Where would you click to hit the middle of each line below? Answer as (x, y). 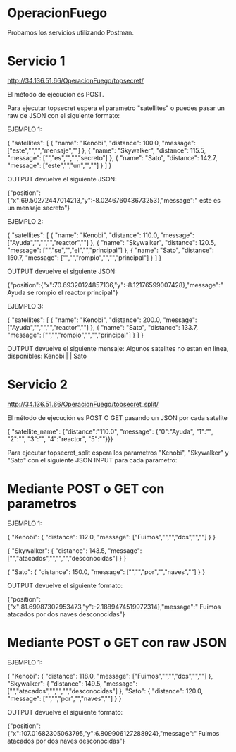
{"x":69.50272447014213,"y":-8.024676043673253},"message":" (103, 200)
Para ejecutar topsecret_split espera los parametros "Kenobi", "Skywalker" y (118, 453)
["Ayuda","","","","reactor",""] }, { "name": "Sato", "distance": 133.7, (103, 327)
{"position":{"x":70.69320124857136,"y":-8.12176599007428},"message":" (116, 285)
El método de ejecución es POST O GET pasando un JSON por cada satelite (117, 417)
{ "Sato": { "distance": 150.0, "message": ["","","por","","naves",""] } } (106, 572)
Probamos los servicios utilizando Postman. (70, 32)
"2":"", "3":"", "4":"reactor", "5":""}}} (60, 438)
